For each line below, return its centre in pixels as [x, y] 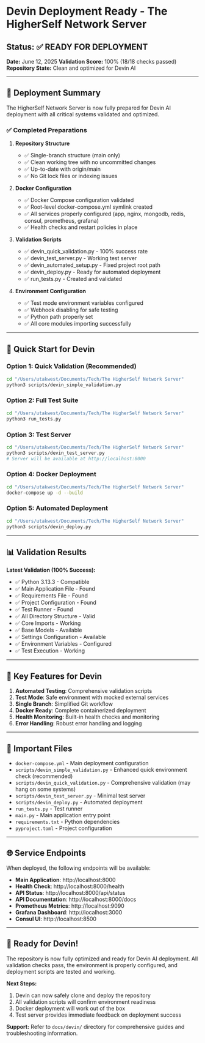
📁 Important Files [39, 748]
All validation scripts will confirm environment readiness [85, 1001]
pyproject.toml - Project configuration [63, 828]
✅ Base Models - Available [49, 630]
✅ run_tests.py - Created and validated [73, 279]
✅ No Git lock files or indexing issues [71, 176]
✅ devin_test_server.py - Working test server [81, 258]
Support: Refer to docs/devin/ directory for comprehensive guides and [95, 1026]
